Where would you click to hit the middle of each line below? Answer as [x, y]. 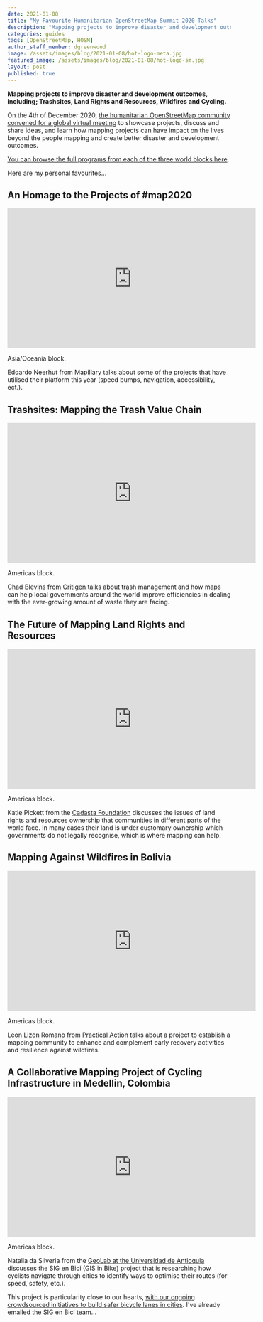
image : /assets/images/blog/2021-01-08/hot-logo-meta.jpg [95, 54]
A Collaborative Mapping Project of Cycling [105, 1072]
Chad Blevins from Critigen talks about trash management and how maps [114, 587]
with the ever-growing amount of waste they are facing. [89, 602]
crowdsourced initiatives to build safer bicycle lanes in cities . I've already [114, 1304]
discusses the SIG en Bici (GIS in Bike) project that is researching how [109, 1268]
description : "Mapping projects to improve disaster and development [112, 27]
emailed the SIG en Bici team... [52, 1312]
